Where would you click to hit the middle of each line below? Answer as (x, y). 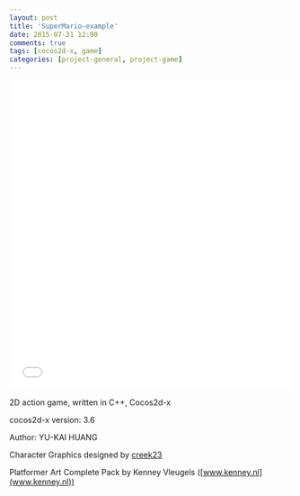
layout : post (34, 18)
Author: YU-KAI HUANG (53, 437)
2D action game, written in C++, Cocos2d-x (90, 402)
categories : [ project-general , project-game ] (96, 59)
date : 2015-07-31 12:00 (54, 34)
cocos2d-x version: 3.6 (53, 420)
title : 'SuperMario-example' (64, 26)
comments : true (38, 43)
